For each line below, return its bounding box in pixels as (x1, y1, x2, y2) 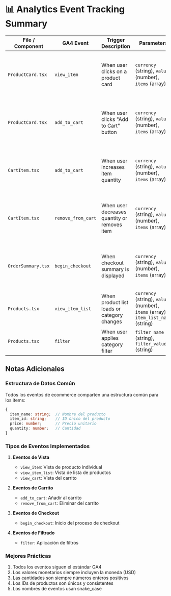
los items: (5, 397, 25, 403)
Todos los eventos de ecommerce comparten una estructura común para (5, 391, 159, 398)
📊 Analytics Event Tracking (5, 4, 125, 15)
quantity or (101, 214, 128, 221)
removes (101, 221, 122, 228)
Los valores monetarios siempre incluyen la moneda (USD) (12, 569, 136, 576)
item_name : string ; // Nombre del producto (10, 411, 106, 417)
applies (101, 334, 119, 341)
